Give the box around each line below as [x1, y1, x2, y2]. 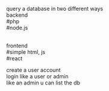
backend [6, 11, 28, 19]
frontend [6, 42, 28, 49]
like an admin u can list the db [6, 79, 80, 86]
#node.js [6, 24, 28, 31]
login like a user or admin [6, 73, 69, 80]
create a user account [6, 66, 61, 74]
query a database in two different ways [6, 5, 104, 12]
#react [6, 55, 23, 62]
